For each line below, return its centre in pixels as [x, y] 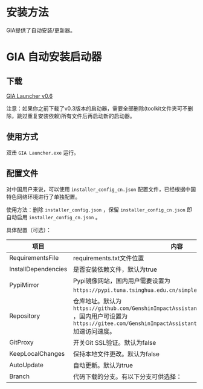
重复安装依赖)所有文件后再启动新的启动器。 [81, 116]
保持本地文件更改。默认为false [117, 354]
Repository [25, 316]
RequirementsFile [34, 257]
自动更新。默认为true [103, 365]
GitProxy [21, 342]
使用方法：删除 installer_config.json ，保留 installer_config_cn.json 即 [99, 210]
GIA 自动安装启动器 [54, 57]
